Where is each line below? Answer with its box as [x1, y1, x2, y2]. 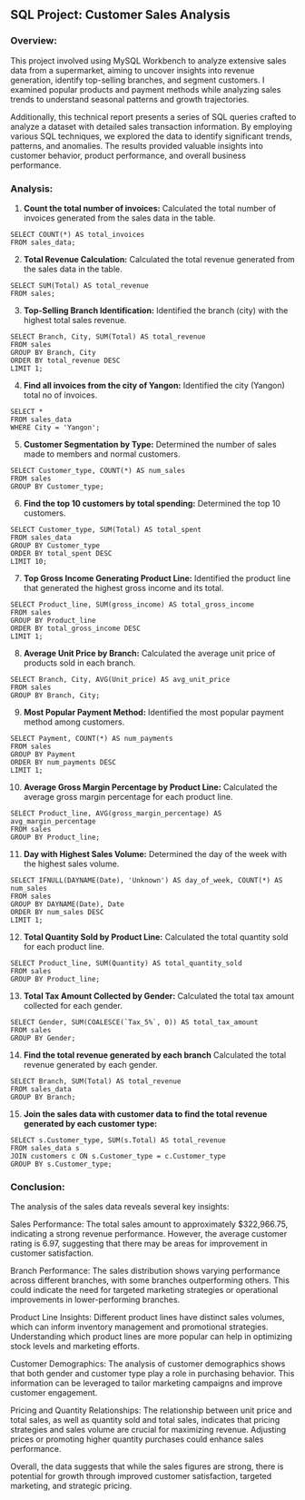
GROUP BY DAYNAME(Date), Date [10, 899, 125, 909]
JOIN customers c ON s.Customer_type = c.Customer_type [10, 1151, 226, 1160]
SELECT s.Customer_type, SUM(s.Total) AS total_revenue [10, 1135, 226, 1145]
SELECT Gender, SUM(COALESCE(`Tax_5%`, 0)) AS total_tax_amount [10, 1017, 259, 1027]
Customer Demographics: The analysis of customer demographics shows [10, 1358, 286, 1369]
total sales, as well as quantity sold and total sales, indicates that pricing [10, 1415, 280, 1426]
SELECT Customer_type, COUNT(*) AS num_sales [10, 466, 185, 475]
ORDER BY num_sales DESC [10, 907, 104, 916]
